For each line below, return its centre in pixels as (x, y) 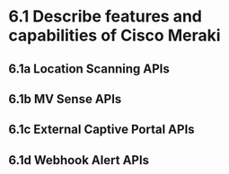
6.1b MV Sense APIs (65, 99)
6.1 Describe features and (106, 17)
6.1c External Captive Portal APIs (101, 130)
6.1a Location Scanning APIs (89, 69)
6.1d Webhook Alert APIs (79, 160)
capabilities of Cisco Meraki (114, 35)
